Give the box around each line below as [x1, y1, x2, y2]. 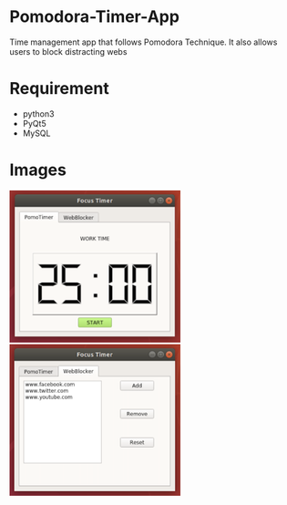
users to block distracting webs [9, 46, 128, 57]
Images [9, 160, 67, 180]
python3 [22, 108, 55, 119]
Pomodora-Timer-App [9, 6, 180, 27]
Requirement [9, 78, 109, 99]
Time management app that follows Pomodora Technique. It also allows [9, 36, 278, 47]
